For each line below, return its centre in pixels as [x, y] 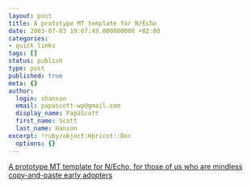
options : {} [36, 143]
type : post [27, 69]
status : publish [36, 61]
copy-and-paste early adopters [61, 175]
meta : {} [23, 83]
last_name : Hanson [47, 128]
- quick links [32, 46]
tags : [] [23, 53]
